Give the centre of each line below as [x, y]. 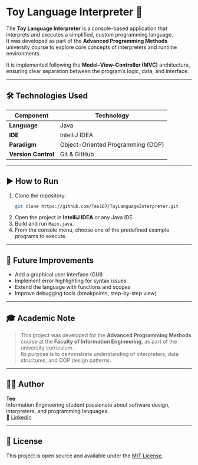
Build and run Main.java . [44, 224]
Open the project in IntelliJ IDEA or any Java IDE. [74, 217]
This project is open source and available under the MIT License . [85, 456]
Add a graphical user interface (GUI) [59, 275]
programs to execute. [41, 236]
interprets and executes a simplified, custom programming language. [90, 34]
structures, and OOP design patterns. [66, 360]
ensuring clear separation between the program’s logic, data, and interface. [98, 71]
